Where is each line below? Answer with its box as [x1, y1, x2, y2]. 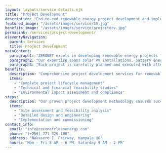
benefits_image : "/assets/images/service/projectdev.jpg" [5, 26, 127, 31]
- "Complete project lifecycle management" [14, 80, 105, 85]
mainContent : [5, 48, 32, 53]
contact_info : [5, 122, 35, 127]
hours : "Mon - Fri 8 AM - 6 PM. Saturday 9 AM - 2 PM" [9, 140, 125, 146]
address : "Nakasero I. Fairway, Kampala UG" [9, 136, 103, 141]
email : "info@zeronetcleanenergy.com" [9, 126, 90, 131]
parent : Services [9, 39, 45, 44]
